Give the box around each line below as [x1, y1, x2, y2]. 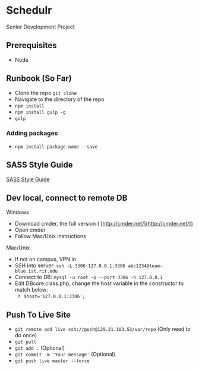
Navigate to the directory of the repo [14, 96, 105, 103]
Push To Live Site [6, 309, 71, 320]
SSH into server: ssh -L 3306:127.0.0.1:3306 [14, 262, 126, 269]
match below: [14, 286, 49, 293]
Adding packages [6, 129, 58, 137]
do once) [14, 332, 37, 339]
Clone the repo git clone [14, 89, 77, 96]
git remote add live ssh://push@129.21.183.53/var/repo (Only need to [14, 325, 191, 333]
